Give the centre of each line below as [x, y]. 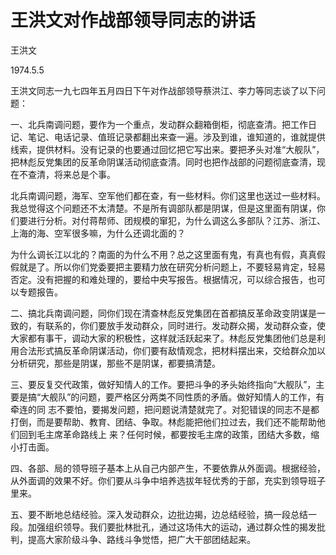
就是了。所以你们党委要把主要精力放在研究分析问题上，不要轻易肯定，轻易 [172, 267]
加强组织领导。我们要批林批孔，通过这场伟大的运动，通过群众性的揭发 [172, 527]
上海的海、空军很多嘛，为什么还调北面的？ [98, 233]
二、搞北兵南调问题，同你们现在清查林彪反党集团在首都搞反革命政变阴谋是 [163, 313]
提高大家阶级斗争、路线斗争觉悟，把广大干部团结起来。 [141, 539]
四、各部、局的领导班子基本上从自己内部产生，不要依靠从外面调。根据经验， [168, 468]
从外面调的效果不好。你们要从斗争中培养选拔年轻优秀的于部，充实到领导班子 [168, 480]
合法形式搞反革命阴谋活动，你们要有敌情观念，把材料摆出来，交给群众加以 [172, 350]
